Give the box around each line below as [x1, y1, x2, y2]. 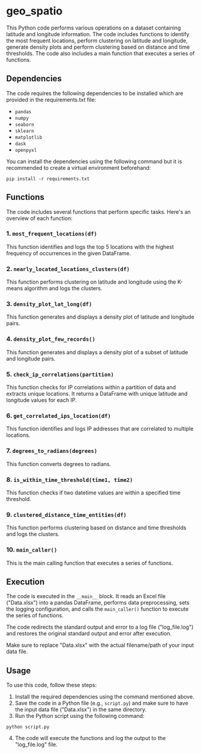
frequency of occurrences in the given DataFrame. [6, 249, 131, 257]
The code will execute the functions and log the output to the [14, 735, 166, 742]
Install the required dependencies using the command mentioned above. [14, 693, 194, 700]
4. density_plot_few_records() [6, 335, 96, 343]
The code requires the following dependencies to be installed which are [6, 89, 184, 97]
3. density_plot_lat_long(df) [6, 300, 92, 308]
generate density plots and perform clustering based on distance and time [6, 43, 190, 51]
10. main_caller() [6, 546, 58, 554]
